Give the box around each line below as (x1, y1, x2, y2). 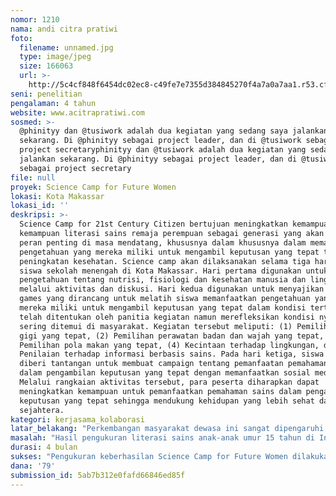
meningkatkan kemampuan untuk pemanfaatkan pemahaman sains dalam (19, 386, 302, 396)
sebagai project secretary (19, 163, 132, 173)
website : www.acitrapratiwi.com (10, 107, 145, 118)
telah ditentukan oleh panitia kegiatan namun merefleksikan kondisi (19, 312, 315, 322)
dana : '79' (10, 461, 56, 471)
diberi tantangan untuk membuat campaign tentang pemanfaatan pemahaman (19, 359, 329, 369)
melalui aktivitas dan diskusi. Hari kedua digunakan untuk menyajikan (19, 284, 325, 295)
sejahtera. (19, 405, 65, 415)
